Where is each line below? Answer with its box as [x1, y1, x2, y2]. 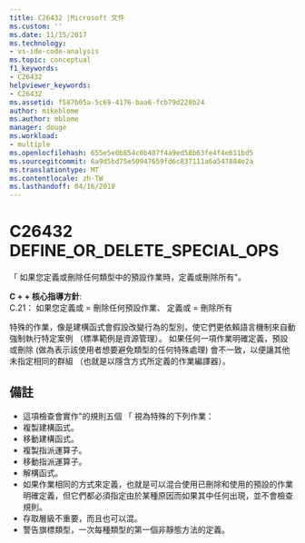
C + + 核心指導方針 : [9, 291, 83, 302]
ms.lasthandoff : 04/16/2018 [9, 183, 116, 192]
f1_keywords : [9, 64, 59, 74]
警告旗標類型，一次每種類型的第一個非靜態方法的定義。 [22, 524, 230, 535]
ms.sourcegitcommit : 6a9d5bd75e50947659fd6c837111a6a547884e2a [9, 156, 254, 166]
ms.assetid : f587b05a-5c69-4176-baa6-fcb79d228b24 [9, 97, 205, 107]
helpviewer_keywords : [9, 81, 92, 90]
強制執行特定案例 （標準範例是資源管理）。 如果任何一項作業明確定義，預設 [9, 333, 289, 344]
